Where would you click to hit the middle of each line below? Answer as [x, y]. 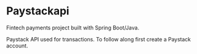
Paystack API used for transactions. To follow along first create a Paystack [98, 39]
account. [17, 46]
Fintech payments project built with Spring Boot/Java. [73, 28]
